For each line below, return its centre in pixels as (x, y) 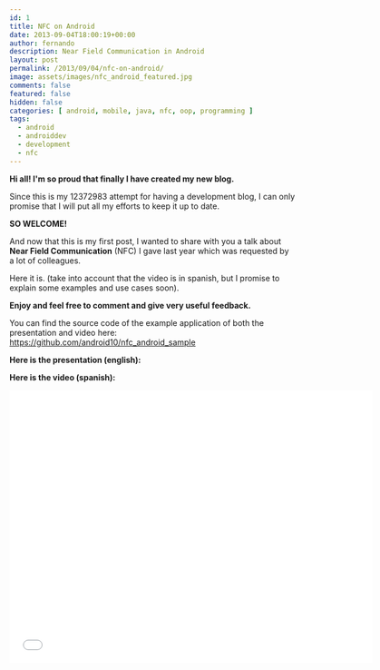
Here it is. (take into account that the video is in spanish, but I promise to (145, 278)
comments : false (40, 85)
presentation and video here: (63, 332)
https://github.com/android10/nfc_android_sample (103, 342)
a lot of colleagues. (45, 261)
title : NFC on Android (52, 26)
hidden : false (36, 102)
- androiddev (42, 136)
